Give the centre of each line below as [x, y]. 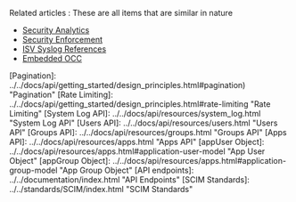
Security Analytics [56, 30]
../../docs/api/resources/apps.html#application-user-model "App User [137, 151]
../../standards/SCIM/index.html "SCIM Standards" [101, 189]
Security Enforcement [62, 40]
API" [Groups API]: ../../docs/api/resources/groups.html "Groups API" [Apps [148, 132]
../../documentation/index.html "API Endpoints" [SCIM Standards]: [129, 180]
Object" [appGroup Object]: [60, 161]
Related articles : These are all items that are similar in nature [121, 13]
